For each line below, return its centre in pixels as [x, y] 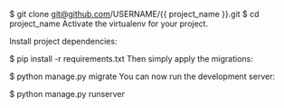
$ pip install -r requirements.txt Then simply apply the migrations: [131, 59]
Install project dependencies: [63, 41]
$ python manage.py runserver [67, 94]
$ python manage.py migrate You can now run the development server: [142, 76]
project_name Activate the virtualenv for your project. [109, 24]
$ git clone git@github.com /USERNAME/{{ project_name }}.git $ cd [134, 14]
